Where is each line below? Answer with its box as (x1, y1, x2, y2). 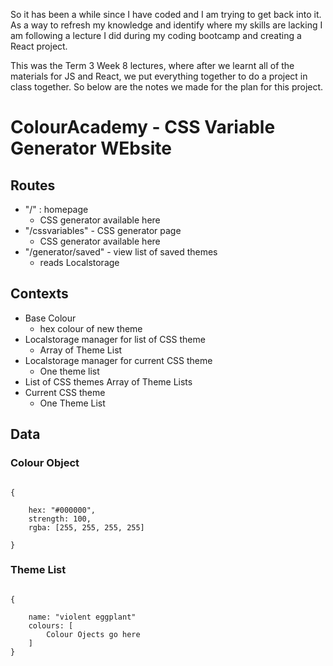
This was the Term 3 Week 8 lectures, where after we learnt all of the (10, 60, 295, 71)
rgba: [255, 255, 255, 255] (28, 522, 145, 533)
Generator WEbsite (10, 137, 172, 160)
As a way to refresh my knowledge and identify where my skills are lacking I (10, 19, 323, 31)
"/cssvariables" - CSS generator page (24, 225, 182, 236)
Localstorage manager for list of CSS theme (24, 333, 206, 345)
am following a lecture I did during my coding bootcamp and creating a (10, 30, 302, 41)
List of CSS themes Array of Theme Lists (24, 375, 193, 388)
